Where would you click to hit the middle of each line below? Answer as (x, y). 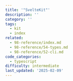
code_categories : (23, 57)
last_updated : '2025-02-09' (34, 71)
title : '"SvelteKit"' (28, 10)
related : (14, 38)
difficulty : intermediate (32, 66)
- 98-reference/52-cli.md (37, 52)
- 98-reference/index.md (35, 43)
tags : (11, 24)
